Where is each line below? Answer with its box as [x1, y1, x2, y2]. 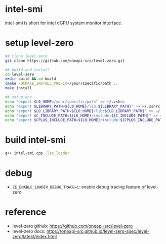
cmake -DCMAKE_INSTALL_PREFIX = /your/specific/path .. [5, 81, 119, 86]
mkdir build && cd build [5, 76, 56, 81]
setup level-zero [5, 37, 74, 49]
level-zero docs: [12, 228, 46, 234]
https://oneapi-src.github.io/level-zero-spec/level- [46, 228, 150, 234]
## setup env [5, 95, 32, 100]
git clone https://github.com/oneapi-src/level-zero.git [5, 58, 125, 63]
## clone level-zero [5, 54, 48, 59]
